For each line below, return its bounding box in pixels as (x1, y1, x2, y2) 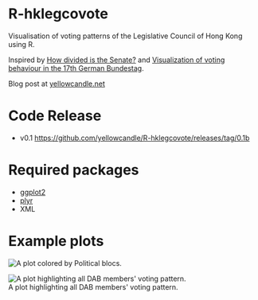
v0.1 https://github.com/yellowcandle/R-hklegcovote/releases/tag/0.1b (19, 133, 250, 142)
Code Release (8, 107, 102, 125)
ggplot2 (19, 187, 46, 197)
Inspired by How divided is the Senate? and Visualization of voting (8, 55, 225, 64)
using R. (8, 39, 35, 49)
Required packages (8, 161, 139, 179)
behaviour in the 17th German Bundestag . (8, 63, 145, 72)
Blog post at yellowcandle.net (8, 79, 106, 88)
